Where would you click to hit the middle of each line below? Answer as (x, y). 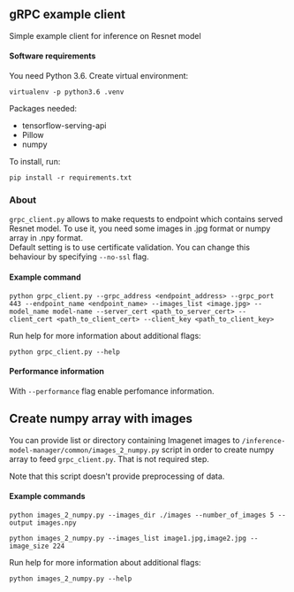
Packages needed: (43, 109)
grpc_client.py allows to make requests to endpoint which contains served (146, 219)
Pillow (33, 135)
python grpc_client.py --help (65, 352)
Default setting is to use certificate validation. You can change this (129, 248)
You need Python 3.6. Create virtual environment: (99, 76)
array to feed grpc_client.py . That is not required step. (109, 458)
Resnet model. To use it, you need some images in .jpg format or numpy (140, 228)
